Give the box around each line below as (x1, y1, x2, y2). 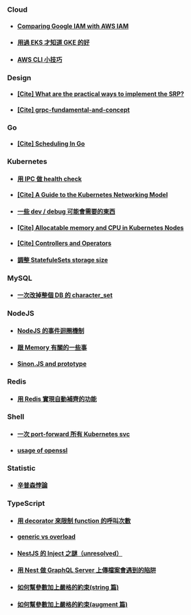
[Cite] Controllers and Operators (16, 239, 112, 248)
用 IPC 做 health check (16, 174, 82, 183)
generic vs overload (16, 533, 76, 541)
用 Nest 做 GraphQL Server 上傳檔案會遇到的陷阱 (16, 566, 157, 575)
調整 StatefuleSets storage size (16, 255, 109, 264)
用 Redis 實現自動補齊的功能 (16, 395, 98, 403)
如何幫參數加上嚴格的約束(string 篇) (16, 583, 119, 592)
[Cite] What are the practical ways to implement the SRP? (16, 90, 184, 98)
